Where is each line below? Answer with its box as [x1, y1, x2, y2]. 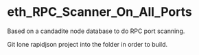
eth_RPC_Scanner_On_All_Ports [7, 4, 192, 20]
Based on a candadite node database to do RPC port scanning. [7, 27, 185, 35]
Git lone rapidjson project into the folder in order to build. [7, 40, 168, 48]
